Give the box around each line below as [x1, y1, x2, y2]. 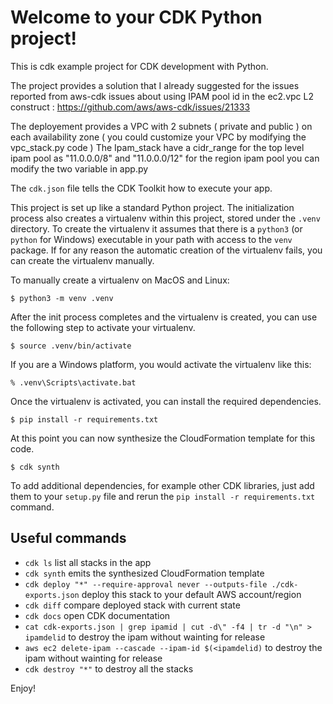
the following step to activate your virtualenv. [10, 321, 196, 333]
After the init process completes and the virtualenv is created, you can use [10, 311, 318, 323]
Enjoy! [10, 682, 37, 694]
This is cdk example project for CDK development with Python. [10, 60, 269, 72]
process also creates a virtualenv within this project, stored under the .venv [10, 212, 321, 224]
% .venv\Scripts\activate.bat [10, 377, 137, 388]
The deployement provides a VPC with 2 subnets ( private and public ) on [10, 120, 313, 132]
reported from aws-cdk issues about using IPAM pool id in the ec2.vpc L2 [10, 90, 314, 102]
